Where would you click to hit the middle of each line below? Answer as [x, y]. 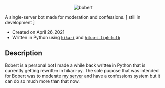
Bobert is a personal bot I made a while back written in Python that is [75, 65]
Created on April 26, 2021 [38, 32]
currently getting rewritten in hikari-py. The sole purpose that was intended [82, 70]
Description [24, 53]
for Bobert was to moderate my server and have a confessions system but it [82, 76]
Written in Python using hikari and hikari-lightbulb [66, 38]
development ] [20, 23]
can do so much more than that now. [43, 81]
